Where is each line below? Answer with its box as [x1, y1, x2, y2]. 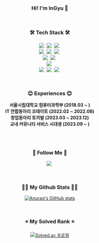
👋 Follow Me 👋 [32, 149, 67, 156]
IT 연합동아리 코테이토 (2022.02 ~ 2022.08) [5, 108, 94, 114]
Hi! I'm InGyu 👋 [31, 5, 68, 12]
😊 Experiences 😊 [27, 90, 72, 97]
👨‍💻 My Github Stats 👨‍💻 [21, 184, 78, 191]
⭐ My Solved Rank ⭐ [25, 218, 75, 225]
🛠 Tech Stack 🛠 [29, 29, 70, 36]
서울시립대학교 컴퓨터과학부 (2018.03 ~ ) [9, 101, 90, 108]
